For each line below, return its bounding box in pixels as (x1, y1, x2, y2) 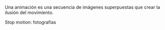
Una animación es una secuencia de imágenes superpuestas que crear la (5, 4, 160, 10)
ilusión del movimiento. (5, 9, 54, 15)
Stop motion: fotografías (5, 19, 57, 25)
